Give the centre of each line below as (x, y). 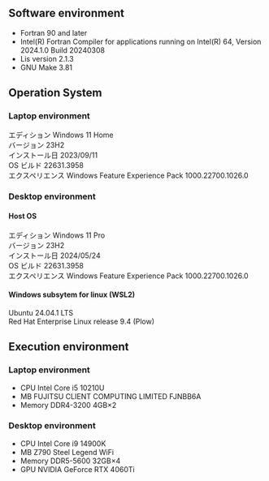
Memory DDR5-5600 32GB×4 (70, 461)
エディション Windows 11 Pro (57, 235)
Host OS (23, 216)
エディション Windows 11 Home (61, 135)
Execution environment (69, 347)
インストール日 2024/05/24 (54, 256)
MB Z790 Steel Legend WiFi (67, 452)
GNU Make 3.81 (46, 67)
